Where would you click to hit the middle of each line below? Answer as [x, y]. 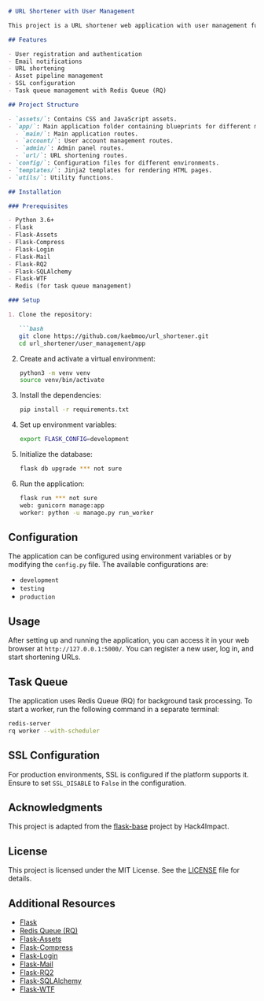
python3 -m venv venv [55, 373]
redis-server [29, 723]
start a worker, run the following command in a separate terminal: [114, 709]
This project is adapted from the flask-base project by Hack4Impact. [119, 826]
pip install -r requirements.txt [74, 410]
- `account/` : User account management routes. [95, 141]
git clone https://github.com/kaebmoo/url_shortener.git [114, 336]
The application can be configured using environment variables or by [120, 556]
